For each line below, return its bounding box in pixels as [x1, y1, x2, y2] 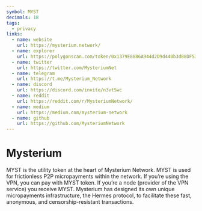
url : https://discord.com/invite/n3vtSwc [17, 87, 122, 93]
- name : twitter [11, 59, 52, 65]
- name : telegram [11, 70, 55, 76]
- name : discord [11, 82, 52, 88]
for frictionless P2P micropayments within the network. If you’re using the [6, 173, 189, 180]
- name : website [11, 37, 52, 43]
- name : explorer [11, 48, 55, 54]
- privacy [11, 25, 36, 32]
